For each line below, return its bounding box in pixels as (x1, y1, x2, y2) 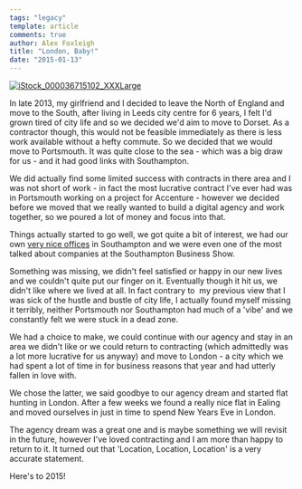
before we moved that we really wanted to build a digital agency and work (9, 202, 285, 213)
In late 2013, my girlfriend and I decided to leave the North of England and (9, 98, 285, 109)
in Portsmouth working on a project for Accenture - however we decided (9, 192, 280, 203)
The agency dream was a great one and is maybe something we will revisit (9, 425, 288, 435)
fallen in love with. (9, 370, 77, 380)
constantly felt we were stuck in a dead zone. (9, 314, 179, 324)
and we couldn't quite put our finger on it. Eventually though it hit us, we (9, 275, 278, 286)
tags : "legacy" (9, 13, 67, 23)
